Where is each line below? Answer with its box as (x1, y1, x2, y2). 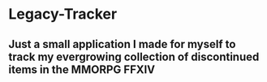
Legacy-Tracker (8, 5, 118, 24)
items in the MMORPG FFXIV (8, 63, 156, 76)
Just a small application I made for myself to (8, 37, 236, 51)
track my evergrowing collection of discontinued (8, 50, 260, 63)
